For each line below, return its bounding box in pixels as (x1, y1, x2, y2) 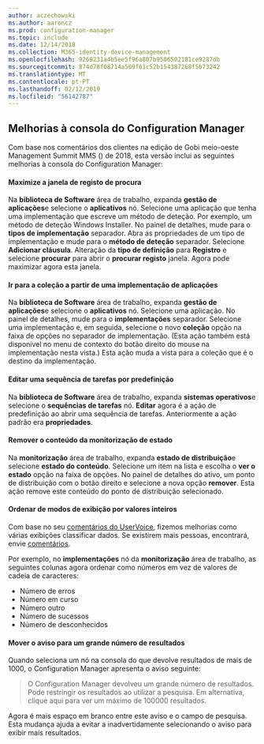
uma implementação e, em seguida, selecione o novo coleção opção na (8, 323, 242, 333)
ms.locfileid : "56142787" (8, 92, 93, 100)
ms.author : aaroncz (8, 19, 73, 27)
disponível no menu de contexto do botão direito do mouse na (8, 340, 210, 349)
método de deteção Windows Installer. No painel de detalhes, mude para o (8, 220, 251, 230)
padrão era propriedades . (8, 417, 93, 426)
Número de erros (19, 586, 76, 596)
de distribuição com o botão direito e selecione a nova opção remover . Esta (8, 478, 255, 487)
